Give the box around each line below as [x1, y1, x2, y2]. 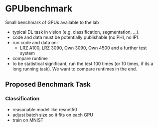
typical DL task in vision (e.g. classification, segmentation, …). [12, 29, 140, 35]
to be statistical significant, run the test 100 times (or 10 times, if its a [12, 61, 154, 66]
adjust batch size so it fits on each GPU [12, 112, 94, 118]
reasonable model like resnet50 [12, 106, 77, 112]
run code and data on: [12, 39, 58, 45]
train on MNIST [12, 117, 44, 123]
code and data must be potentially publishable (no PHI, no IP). [12, 34, 140, 40]
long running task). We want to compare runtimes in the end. [12, 65, 137, 72]
